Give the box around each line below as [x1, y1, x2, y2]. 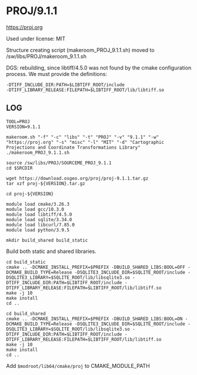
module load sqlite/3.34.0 [6, 216, 72, 222]
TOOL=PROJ [6, 119, 31, 124]
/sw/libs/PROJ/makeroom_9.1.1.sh [6, 52, 87, 60]
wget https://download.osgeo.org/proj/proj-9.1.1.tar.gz [6, 175, 149, 181]
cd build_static [6, 259, 46, 265]
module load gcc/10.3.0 [6, 206, 65, 212]
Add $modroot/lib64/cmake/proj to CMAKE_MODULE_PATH [6, 362, 150, 369]
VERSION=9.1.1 [6, 124, 41, 130]
